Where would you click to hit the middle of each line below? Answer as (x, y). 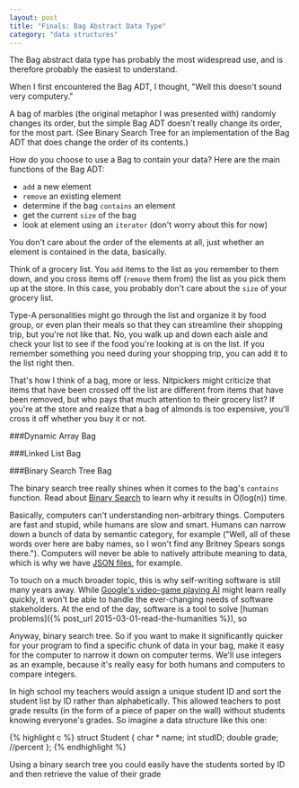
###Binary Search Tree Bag (61, 471)
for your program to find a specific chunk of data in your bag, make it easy (147, 646)
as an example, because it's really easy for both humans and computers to (147, 665)
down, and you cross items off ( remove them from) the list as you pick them (148, 279)
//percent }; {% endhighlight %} (68, 748)
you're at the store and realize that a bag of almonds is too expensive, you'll (149, 409)
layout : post (34, 18)
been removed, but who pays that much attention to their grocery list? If (142, 400)
